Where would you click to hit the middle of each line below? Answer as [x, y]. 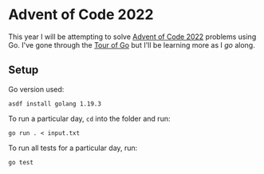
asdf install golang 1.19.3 [55, 104]
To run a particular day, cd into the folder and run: [89, 118]
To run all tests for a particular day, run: [73, 148]
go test [21, 162]
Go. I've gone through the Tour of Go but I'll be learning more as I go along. [132, 44]
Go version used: [36, 89]
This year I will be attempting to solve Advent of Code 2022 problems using [132, 37]
